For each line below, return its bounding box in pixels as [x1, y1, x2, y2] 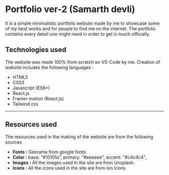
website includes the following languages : [5, 64, 94, 70]
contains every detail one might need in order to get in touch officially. [5, 31, 150, 37]
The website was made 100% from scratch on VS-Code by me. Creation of [5, 59, 160, 65]
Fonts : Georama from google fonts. [12, 149, 87, 155]
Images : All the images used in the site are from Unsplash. [12, 159, 135, 165]
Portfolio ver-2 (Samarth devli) [5, 4, 135, 15]
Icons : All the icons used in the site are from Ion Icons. [12, 165, 127, 171]
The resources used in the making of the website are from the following [5, 134, 153, 140]
